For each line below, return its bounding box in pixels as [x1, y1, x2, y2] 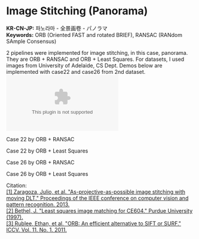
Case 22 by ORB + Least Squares [6, 147, 88, 154]
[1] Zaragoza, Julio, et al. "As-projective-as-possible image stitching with [6, 188, 185, 195]
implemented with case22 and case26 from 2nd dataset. [6, 68, 146, 75]
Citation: [6, 182, 27, 189]
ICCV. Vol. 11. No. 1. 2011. [6, 226, 67, 233]
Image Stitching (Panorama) [6, 4, 148, 18]
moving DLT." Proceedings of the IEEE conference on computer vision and [6, 194, 189, 201]
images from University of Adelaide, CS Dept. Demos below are [6, 61, 163, 69]
